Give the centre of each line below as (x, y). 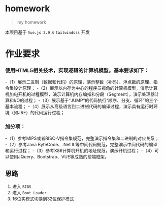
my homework (32, 22)
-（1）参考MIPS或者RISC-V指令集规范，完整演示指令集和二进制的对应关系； (82, 138)
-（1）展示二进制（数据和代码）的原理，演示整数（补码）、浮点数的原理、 (79, 82)
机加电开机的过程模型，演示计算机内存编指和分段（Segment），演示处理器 (80, 94)
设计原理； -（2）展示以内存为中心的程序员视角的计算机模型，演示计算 (85, 88)
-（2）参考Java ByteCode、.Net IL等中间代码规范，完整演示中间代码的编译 (81, 144)
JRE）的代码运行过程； (41, 113)
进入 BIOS (22, 186)
